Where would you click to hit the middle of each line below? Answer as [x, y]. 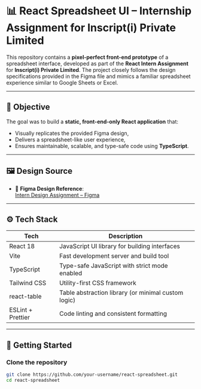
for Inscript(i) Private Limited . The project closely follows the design [91, 70]
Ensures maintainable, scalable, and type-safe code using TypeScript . [102, 146]
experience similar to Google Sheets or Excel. [62, 82]
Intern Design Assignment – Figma [57, 195]
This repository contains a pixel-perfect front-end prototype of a [87, 57]
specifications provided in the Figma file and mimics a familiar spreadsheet [98, 76]
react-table [25, 297]
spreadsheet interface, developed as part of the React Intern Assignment [97, 64]
